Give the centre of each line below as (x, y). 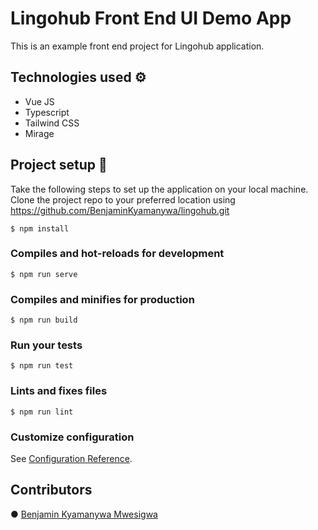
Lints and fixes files (59, 391)
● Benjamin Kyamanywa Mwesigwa (84, 514)
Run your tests (46, 345)
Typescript (47, 112)
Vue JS (39, 101)
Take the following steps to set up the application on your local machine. (159, 189)
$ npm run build (44, 320)
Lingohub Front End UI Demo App (151, 18)
